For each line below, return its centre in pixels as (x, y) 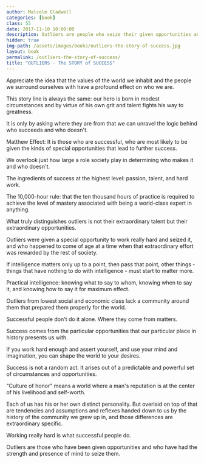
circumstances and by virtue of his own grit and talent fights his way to (95, 105)
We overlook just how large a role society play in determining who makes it (100, 160)
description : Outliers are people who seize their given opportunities (99, 35)
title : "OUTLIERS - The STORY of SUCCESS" (61, 63)
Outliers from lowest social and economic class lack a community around (98, 301)
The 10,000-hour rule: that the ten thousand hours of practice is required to (100, 196)
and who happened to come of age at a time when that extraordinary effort (100, 246)
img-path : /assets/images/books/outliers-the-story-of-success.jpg (93, 46)
